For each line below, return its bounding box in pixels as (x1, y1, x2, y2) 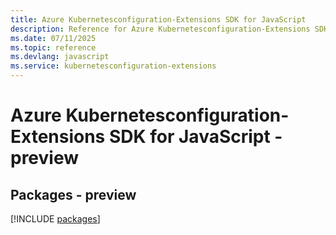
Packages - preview (10, 186, 137, 203)
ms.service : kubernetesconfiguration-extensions (10, 61, 217, 71)
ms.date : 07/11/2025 (10, 33, 97, 43)
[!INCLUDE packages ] (10, 213, 101, 225)
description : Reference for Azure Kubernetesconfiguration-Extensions (10, 24, 311, 34)
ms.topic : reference (10, 42, 97, 53)
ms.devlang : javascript (10, 52, 110, 62)
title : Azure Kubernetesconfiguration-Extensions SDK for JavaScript (10, 14, 307, 25)
